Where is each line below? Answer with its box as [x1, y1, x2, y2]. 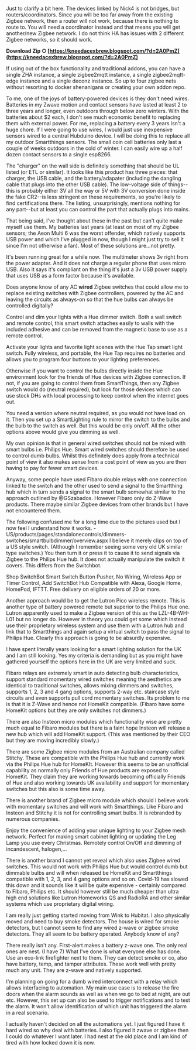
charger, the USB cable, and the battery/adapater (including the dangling [6, 175, 181, 182]
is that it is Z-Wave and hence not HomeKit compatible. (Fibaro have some [6, 701, 185, 707]
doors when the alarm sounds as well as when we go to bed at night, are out [6, 991, 190, 997]
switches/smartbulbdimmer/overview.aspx [6, 537, 108, 544]
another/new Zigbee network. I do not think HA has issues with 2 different [6, 30, 184, 37]
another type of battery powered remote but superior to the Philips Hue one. [6, 603, 190, 610]
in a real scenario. [6, 1009, 49, 1016]
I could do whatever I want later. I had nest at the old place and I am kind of [6, 1033, 187, 1040]
